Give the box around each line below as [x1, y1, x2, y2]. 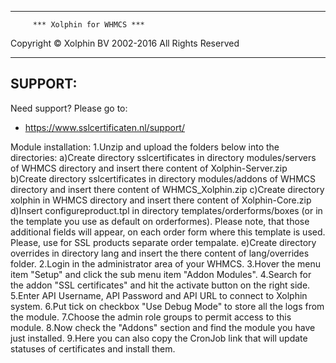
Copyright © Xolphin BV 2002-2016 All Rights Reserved [10, 37, 240, 49]
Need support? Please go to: [10, 102, 128, 114]
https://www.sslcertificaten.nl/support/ [24, 121, 185, 133]
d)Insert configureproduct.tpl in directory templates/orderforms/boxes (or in [10, 204, 323, 216]
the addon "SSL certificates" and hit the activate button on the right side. [10, 279, 311, 291]
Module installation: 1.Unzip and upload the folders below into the [10, 141, 280, 153]
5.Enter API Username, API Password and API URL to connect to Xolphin [10, 289, 308, 301]
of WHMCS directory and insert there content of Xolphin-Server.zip [10, 162, 288, 174]
